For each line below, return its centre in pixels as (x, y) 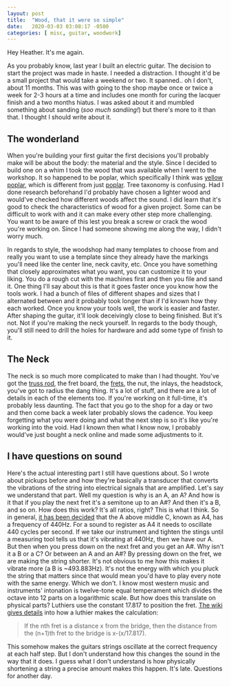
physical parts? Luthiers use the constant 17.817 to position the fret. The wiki (115, 605)
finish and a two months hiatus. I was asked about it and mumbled (101, 103)
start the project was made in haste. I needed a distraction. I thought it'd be (113, 73)
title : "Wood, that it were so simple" (66, 20)
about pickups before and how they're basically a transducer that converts (113, 480)
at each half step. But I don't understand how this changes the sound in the (114, 654)
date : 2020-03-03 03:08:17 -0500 (58, 26)
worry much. (25, 236)
